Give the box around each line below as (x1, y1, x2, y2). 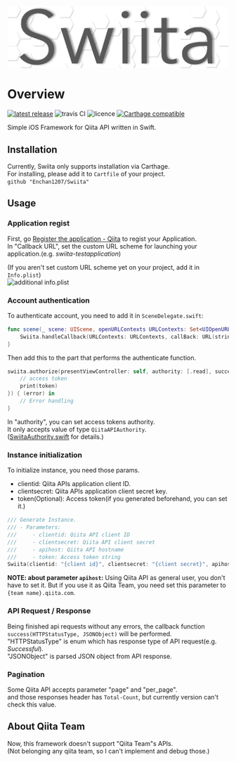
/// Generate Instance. (7, 516, 77, 524)
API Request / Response (7, 606, 91, 616)
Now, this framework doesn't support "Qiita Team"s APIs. (7, 739, 173, 747)
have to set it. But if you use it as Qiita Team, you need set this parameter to (7, 581, 226, 589)
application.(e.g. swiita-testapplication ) (7, 249, 122, 258)
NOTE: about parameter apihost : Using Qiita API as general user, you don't (7, 574, 225, 582)
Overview (7, 86, 65, 103)
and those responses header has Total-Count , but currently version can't (7, 692, 219, 701)
